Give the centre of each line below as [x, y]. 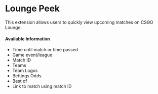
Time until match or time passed [45, 50]
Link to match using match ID [42, 86]
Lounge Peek [33, 9]
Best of [20, 81]
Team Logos [25, 71]
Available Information [28, 39]
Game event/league [32, 55]
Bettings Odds [27, 76]
